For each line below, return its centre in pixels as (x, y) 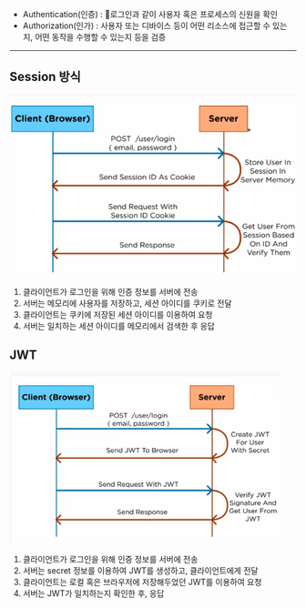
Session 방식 (46, 77)
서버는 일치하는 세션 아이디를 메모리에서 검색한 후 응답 (119, 326)
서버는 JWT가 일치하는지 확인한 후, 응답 (93, 593)
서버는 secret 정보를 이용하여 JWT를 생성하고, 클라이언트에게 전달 (140, 571)
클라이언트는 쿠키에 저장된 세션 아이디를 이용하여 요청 (117, 314)
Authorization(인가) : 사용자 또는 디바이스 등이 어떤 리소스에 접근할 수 (146, 25)
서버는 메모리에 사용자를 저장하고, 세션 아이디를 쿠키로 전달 (127, 303)
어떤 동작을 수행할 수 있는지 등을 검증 (101, 37)
